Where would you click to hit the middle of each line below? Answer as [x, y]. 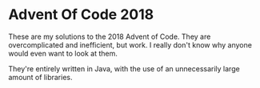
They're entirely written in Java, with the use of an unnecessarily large [124, 68]
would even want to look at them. [63, 53]
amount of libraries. [40, 77]
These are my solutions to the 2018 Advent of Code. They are [110, 36]
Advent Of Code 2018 [81, 15]
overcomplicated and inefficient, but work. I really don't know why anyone [130, 44]
